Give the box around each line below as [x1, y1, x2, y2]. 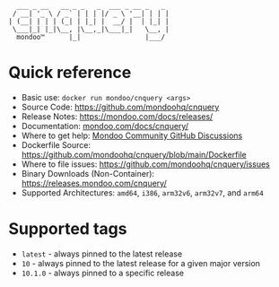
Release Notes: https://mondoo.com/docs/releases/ [21, 110, 214, 122]
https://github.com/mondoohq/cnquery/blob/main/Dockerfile [21, 149, 248, 160]
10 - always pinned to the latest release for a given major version [21, 257, 261, 268]
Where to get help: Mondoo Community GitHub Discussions [21, 130, 243, 141]
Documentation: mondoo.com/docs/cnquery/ [21, 120, 189, 131]
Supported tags [8, 219, 127, 239]
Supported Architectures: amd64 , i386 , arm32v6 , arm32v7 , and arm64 [21, 187, 264, 198]
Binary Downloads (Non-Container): [21, 168, 154, 178]
